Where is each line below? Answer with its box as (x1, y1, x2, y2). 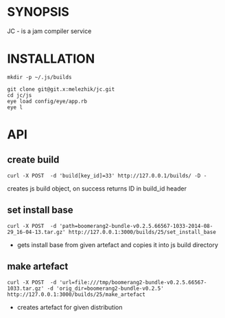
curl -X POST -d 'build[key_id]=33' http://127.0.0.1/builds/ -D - (7, 172, 207, 179)
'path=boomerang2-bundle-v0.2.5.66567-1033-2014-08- (59, 222, 213, 229)
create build (7, 154, 60, 166)
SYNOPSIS (7, 4, 70, 20)
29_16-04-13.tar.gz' (7, 229, 67, 235)
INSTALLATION (7, 51, 95, 67)
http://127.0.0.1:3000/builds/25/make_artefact (7, 290, 146, 298)
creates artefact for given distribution (16, 303, 123, 311)
